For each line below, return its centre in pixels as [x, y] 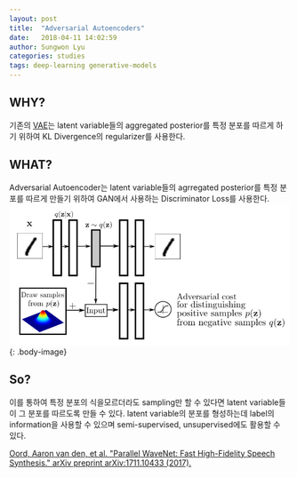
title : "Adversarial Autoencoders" [77, 28]
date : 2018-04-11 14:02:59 [63, 37]
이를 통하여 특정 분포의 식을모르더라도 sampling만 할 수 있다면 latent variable [144, 402]
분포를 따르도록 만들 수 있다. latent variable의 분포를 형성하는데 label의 [151, 413]
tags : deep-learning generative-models [83, 66]
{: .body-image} [38, 352]
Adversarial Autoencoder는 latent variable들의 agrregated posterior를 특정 [144, 187]
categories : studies [48, 56]
